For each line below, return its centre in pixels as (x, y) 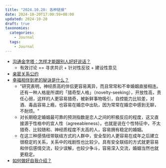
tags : (15, 42)
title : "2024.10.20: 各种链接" (36, 10)
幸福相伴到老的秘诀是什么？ (41, 80)
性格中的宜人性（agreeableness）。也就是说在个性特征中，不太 (97, 123)
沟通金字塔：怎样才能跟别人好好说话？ (51, 61)
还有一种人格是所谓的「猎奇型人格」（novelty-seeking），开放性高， (88, 92)
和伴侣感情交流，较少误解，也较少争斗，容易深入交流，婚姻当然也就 (89, 148)
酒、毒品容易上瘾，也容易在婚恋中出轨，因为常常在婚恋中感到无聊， (89, 105)
